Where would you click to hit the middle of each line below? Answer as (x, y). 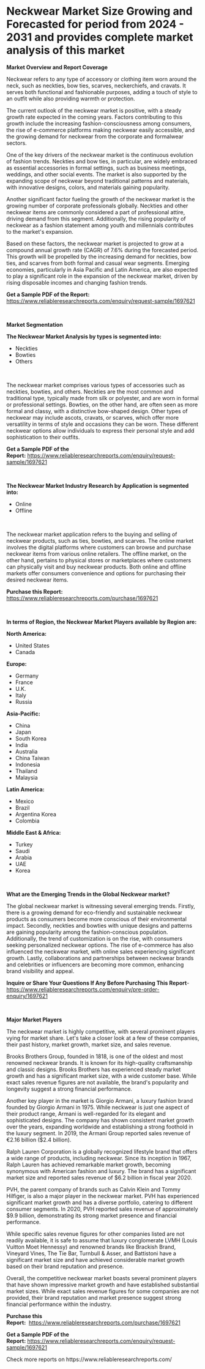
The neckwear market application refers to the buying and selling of (92, 534)
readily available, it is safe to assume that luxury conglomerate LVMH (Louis (102, 1240)
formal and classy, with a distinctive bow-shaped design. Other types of (97, 411)
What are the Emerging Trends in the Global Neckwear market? (88, 894)
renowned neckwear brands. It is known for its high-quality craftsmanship (99, 1062)
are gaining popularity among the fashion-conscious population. (87, 932)
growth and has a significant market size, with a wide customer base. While (102, 1076)
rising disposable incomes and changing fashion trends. (77, 282)
